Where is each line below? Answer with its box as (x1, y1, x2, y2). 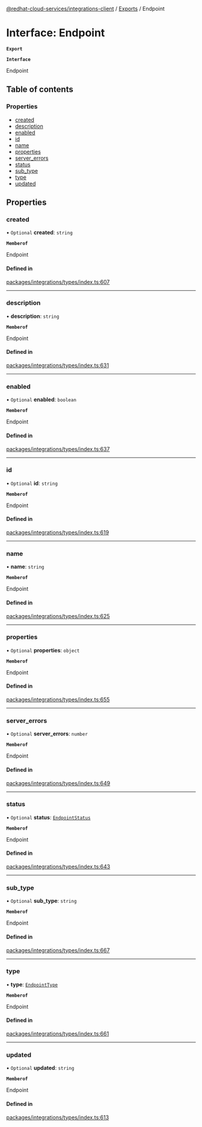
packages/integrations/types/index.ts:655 (6, 696, 110, 703)
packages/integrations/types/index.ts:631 (6, 362, 109, 369)
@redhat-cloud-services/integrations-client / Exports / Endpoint (6, 5, 165, 12)
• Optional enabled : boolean (6, 396, 77, 403)
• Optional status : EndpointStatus (6, 813, 91, 821)
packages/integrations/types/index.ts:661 (6, 1030, 109, 1037)
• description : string (6, 312, 60, 320)
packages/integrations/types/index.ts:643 (6, 863, 111, 870)
